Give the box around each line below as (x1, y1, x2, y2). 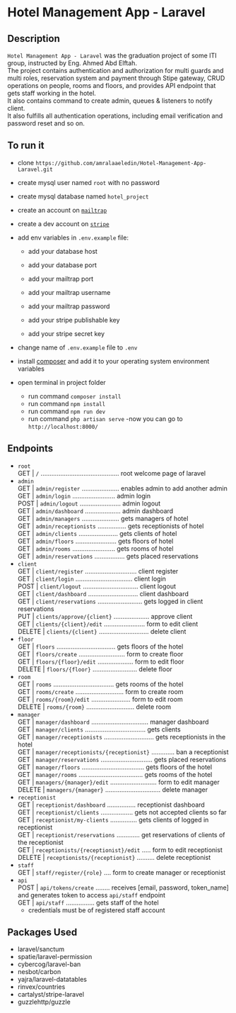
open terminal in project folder (17, 378, 106, 386)
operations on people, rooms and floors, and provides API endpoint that (7, 82, 216, 89)
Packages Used (7, 927, 78, 939)
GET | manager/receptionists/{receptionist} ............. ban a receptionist (17, 747, 229, 756)
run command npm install (28, 399, 106, 408)
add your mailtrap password (28, 302, 110, 310)
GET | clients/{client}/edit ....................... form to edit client (17, 620, 199, 628)
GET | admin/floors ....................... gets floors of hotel (17, 537, 174, 545)
